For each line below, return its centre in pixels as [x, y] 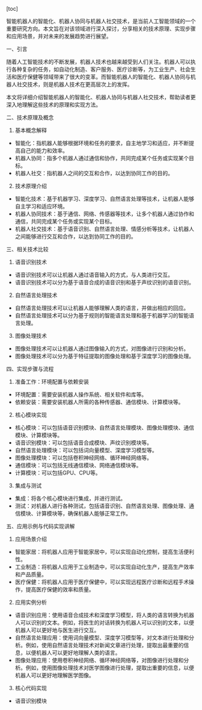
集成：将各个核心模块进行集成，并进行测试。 [70, 498]
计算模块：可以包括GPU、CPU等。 [58, 473]
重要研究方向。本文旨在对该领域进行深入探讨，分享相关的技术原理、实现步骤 [101, 29]
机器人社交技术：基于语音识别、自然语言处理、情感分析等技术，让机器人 [104, 229]
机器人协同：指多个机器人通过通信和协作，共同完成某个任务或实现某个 [102, 158]
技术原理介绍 [31, 186]
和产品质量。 [31, 574]
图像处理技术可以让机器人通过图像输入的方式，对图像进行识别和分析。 [102, 348]
